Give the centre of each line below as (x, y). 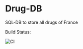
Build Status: (18, 32)
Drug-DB (24, 9)
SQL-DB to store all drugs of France (41, 22)
